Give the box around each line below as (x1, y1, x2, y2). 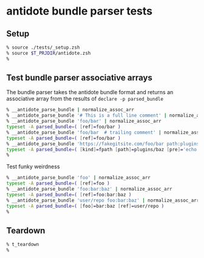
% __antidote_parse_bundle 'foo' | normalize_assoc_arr (6, 175, 151, 181)
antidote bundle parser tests (6, 4, 153, 18)
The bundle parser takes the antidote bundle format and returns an (6, 89, 174, 96)
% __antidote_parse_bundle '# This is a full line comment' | (6, 112, 167, 119)
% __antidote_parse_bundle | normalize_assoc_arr (6, 107, 135, 113)
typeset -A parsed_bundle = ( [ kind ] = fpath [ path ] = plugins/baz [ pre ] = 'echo (6, 146, 197, 152)
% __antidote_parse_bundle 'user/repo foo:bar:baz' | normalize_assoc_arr (6, 197, 200, 203)
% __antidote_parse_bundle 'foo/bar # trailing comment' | (6, 129, 162, 135)
